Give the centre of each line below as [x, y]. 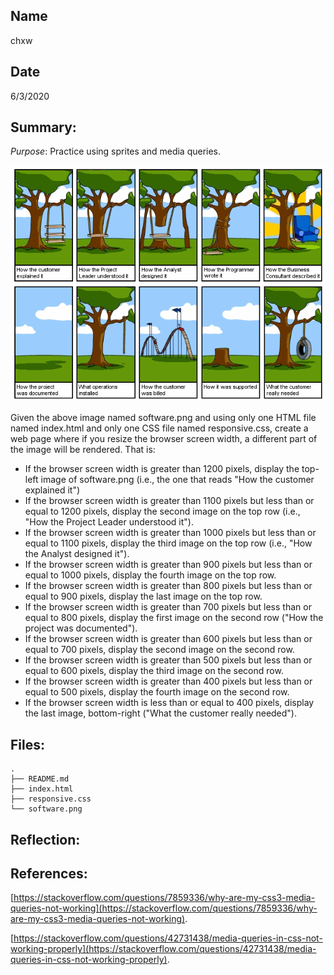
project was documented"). [81, 628]
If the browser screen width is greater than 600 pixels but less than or [168, 639]
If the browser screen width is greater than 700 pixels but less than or [168, 607]
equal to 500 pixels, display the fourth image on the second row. [157, 692]
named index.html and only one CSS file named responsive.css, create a [159, 428]
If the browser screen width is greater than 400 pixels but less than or [168, 681]
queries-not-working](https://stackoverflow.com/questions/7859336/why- [164, 908]
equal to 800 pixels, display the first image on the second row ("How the [174, 618]
